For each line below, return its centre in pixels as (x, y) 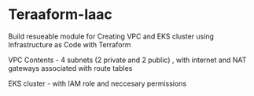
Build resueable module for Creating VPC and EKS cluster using (111, 36)
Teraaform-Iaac (60, 15)
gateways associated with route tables (70, 68)
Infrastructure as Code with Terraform (70, 44)
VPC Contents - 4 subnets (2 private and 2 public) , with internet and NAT (127, 60)
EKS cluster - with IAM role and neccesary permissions (98, 83)
